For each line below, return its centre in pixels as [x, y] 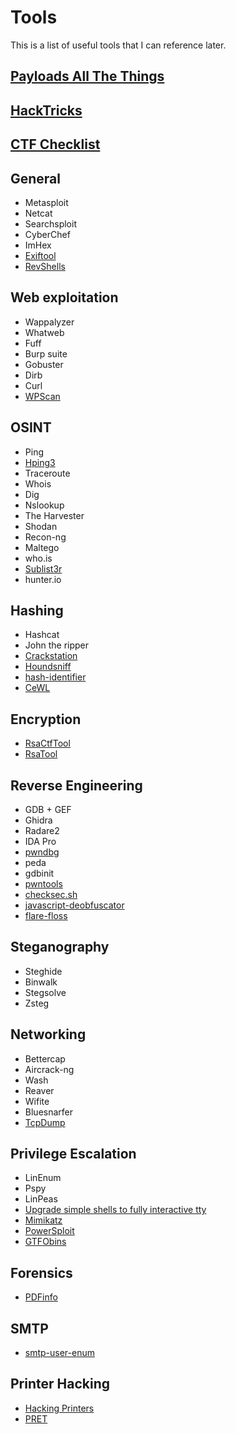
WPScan [42, 396]
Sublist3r [43, 568]
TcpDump [45, 1122]
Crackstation [51, 656]
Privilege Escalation [73, 1154]
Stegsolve [45, 992]
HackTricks [46, 110]
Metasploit [46, 202]
